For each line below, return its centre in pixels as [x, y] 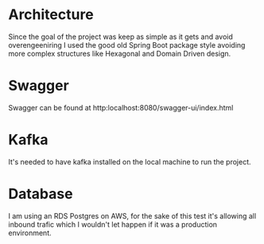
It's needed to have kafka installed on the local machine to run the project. [130, 161]
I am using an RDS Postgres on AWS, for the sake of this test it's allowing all [132, 215]
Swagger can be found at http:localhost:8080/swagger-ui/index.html [121, 107]
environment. [30, 233]
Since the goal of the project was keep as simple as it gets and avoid [120, 37]
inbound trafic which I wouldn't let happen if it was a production [113, 224]
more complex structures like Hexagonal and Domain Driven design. [120, 53]
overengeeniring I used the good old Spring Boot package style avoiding [127, 45]
